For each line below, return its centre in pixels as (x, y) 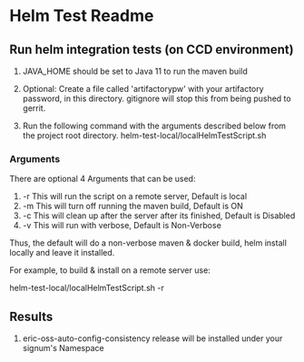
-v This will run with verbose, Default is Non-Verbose (122, 226)
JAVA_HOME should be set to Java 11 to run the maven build (135, 71)
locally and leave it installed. (62, 253)
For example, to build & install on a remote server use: (110, 270)
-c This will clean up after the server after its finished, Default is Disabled (159, 216)
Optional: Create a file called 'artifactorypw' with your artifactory (143, 89)
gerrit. (34, 108)
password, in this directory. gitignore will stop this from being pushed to (157, 98)
